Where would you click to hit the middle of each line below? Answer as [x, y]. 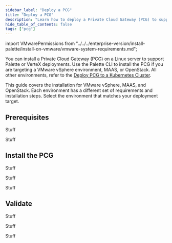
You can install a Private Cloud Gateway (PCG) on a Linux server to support [85, 59]
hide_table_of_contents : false [39, 24]
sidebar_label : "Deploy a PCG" [39, 10]
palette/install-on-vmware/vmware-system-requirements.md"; [71, 49]
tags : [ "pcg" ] [20, 29]
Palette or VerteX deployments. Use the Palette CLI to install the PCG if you [84, 64]
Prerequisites [27, 117]
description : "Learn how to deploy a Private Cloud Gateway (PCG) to [81, 19]
